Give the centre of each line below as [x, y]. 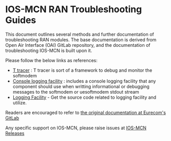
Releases [15, 133]
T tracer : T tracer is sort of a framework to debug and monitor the [82, 70]
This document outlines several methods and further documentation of [80, 34]
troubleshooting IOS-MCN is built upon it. [49, 50]
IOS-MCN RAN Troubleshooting [74, 9]
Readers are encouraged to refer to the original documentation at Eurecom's [86, 112]
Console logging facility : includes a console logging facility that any [84, 81]
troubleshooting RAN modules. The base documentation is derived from [81, 40]
